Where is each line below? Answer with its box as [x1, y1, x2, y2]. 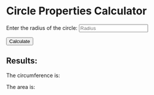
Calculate [9, 38, 30, 44]
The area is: [6, 83, 36, 90]
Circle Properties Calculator [6, 4, 147, 18]
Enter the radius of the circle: [6, 24, 78, 31]
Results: [6, 56, 38, 66]
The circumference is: [6, 72, 60, 79]
